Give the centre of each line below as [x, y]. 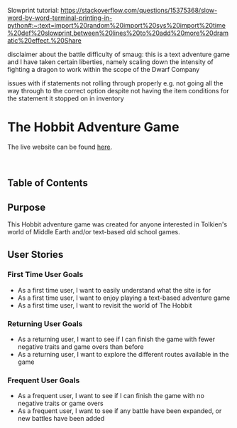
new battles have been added [61, 419]
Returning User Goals [45, 323]
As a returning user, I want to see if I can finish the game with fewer [116, 339]
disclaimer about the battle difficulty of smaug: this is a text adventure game [119, 54]
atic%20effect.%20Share [44, 41]
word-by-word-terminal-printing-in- [60, 18]
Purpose [27, 207]
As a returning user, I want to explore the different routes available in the [123, 355]
